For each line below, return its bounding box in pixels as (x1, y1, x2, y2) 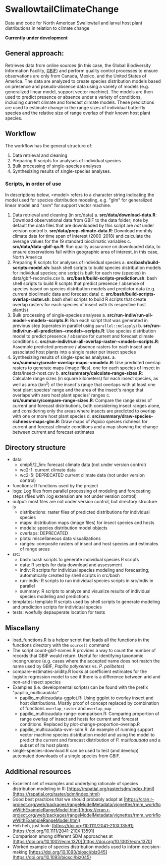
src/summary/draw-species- (92, 413, 154, 419)
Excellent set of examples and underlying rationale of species (12, 780, 138, 786)
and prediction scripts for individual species (12, 604, 102, 610)
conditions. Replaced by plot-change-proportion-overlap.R (19, 721, 140, 728)
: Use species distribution (104, 328, 156, 333)
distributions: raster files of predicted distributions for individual (19, 509, 150, 515)
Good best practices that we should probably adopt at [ (12, 796, 125, 802)
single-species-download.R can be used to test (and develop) (12, 748, 139, 754)
